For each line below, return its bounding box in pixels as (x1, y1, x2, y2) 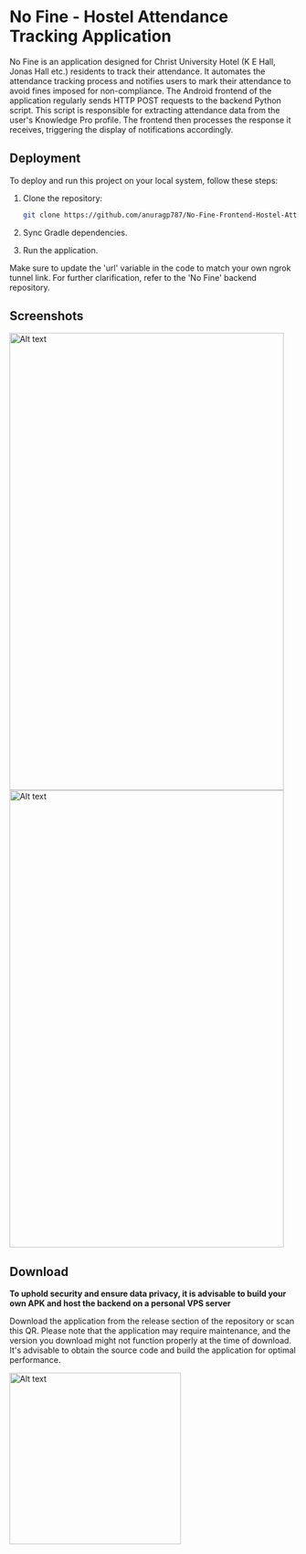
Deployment (9, 151, 81, 166)
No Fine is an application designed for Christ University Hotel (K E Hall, (9, 56, 276, 67)
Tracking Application (9, 26, 172, 47)
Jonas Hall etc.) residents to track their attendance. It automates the (9, 66, 266, 77)
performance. (9, 1355, 61, 1366)
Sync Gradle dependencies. (22, 227, 128, 238)
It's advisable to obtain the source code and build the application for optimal (9, 1345, 297, 1356)
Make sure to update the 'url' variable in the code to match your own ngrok (9, 263, 291, 273)
